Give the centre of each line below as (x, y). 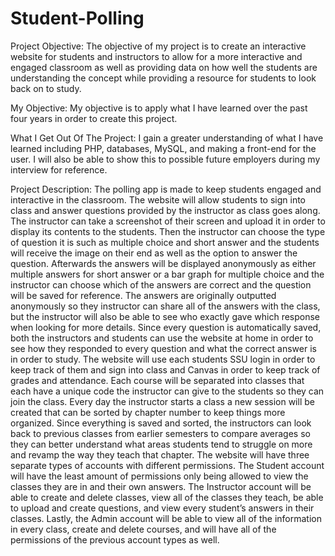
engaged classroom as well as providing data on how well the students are (164, 67)
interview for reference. (59, 169)
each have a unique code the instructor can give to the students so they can (167, 391)
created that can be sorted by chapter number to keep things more (148, 412)
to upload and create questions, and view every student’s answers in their (162, 508)
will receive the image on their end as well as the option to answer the (154, 253)
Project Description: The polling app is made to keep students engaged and (166, 189)
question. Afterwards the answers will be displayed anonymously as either (163, 263)
